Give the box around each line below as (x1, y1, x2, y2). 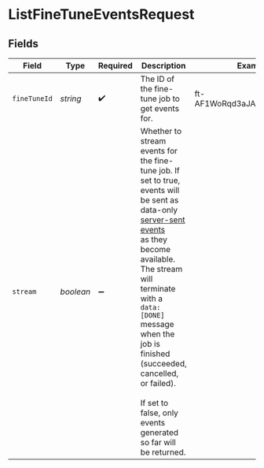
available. (140, 254, 175, 265)
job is (140, 339, 161, 349)
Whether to (140, 126, 182, 136)
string (60, 93, 82, 104)
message (140, 319, 174, 329)
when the (140, 329, 175, 340)
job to (158, 93, 181, 104)
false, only (140, 407, 179, 418)
